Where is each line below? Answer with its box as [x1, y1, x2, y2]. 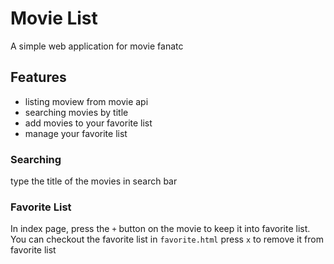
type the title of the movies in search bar [10, 175, 178, 187]
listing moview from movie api [24, 95, 149, 107]
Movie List [10, 7, 98, 30]
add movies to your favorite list [24, 117, 153, 129]
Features [10, 69, 67, 86]
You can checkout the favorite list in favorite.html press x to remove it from [10, 233, 324, 246]
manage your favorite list [24, 127, 128, 139]
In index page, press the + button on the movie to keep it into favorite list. [10, 223, 311, 235]
